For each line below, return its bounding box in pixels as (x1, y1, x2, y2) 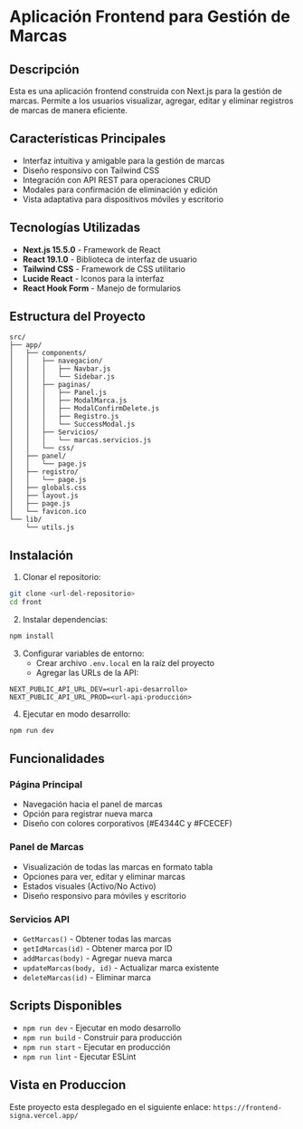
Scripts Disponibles (9, 999, 122, 1014)
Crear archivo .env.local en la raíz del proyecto (35, 657, 215, 668)
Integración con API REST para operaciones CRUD (22, 174, 211, 185)
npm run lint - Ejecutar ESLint (22, 1051, 137, 1062)
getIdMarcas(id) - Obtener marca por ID (22, 943, 174, 954)
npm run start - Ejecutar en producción (22, 1041, 171, 1052)
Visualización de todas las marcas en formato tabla (22, 861, 213, 872)
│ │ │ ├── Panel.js (9, 388, 107, 398)
